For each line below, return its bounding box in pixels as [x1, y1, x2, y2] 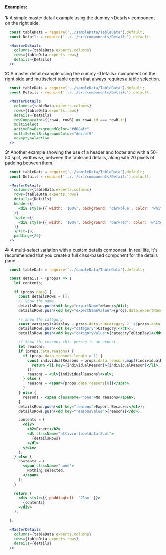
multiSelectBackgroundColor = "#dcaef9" [14, 131, 94, 136]
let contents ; [14, 280, 43, 285]
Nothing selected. [27, 468, 65, 473]
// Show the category [18, 317, 63, 322]
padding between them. [5, 160, 54, 166]
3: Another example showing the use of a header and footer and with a [5, 149, 149, 155]
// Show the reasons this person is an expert [18, 339, 116, 345]
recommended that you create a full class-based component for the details [5, 252, 158, 258]
